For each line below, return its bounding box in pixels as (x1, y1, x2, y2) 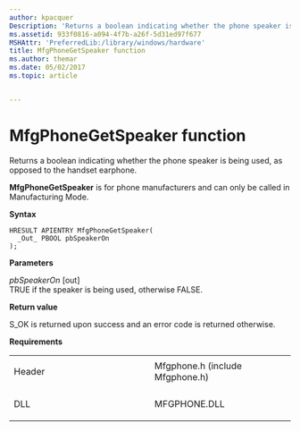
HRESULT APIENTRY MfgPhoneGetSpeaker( (9, 225, 154, 235)
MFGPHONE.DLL (154, 397, 225, 410)
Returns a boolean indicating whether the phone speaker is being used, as (9, 155, 283, 165)
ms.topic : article (9, 72, 78, 80)
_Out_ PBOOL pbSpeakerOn (17, 233, 110, 242)
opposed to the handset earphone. (9, 165, 137, 175)
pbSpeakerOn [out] (9, 275, 80, 285)
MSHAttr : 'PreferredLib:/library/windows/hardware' (9, 38, 205, 47)
